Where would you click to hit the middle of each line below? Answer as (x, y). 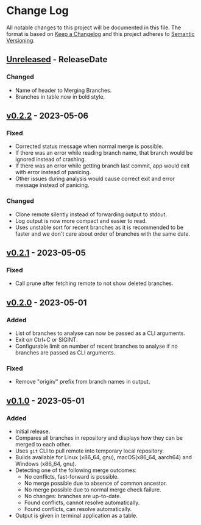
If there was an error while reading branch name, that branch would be (104, 153)
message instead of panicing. (52, 185)
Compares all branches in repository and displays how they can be (99, 438)
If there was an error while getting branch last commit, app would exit (102, 166)
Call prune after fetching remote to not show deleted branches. (94, 283)
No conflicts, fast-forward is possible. (72, 476)
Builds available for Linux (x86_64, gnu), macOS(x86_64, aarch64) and (104, 457)
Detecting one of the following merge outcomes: (76, 470)
